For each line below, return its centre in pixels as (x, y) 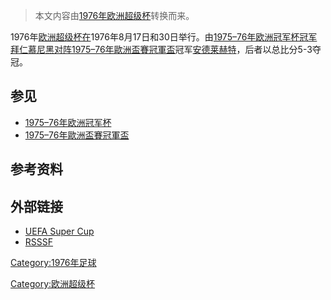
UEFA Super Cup (59, 231)
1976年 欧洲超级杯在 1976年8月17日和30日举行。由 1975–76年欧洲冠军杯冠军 (164, 37)
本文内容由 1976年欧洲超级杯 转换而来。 (114, 15)
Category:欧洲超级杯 (53, 284)
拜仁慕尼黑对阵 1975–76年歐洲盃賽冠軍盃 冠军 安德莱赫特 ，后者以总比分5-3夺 (166, 49)
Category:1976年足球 (53, 263)
